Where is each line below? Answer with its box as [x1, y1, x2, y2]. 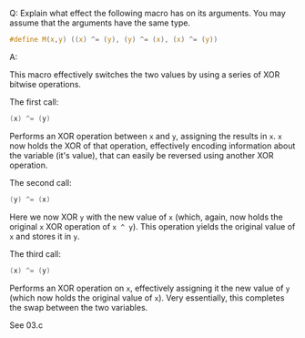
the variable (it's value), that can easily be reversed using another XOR [9, 149, 275, 160]
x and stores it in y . [9, 230, 80, 241]
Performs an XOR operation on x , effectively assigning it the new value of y [9, 282, 290, 293]
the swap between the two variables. [9, 302, 148, 312]
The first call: [9, 96, 59, 108]
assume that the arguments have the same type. [9, 17, 191, 28]
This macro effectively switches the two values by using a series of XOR [9, 68, 280, 80]
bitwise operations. [9, 78, 82, 89]
